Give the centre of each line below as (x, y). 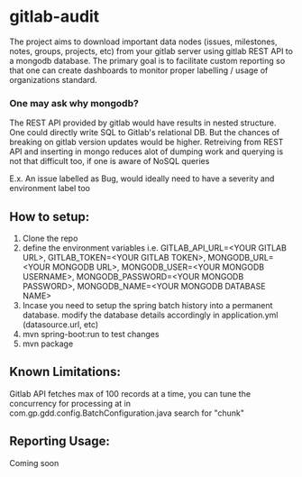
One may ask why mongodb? (74, 103)
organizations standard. (53, 79)
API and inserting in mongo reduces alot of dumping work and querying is (146, 151)
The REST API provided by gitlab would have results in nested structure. (143, 123)
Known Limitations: (65, 372)
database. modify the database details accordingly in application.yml (150, 315)
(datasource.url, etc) (60, 325)
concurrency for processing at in (70, 403)
